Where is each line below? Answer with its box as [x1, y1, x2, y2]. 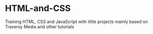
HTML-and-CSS [5, 3, 71, 14]
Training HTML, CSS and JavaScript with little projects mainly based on [5, 19, 148, 24]
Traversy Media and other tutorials [5, 23, 75, 29]
